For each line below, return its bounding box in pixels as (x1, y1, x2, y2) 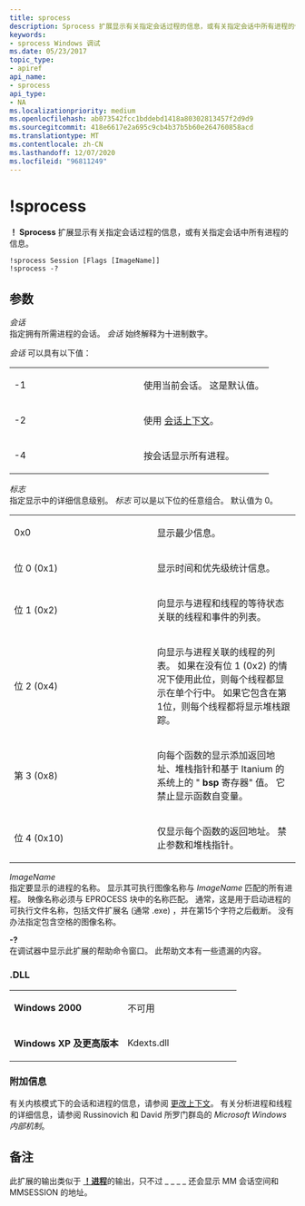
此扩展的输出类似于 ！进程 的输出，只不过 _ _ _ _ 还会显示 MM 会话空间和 (9, 1175, 280, 1186)
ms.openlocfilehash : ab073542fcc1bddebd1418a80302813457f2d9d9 (9, 114, 254, 123)
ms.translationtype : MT (9, 132, 100, 141)
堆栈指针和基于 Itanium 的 (175, 763, 285, 776)
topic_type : (9, 55, 54, 64)
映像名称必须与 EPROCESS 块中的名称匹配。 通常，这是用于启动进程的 (26, 894, 291, 905)
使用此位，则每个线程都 (175, 673, 276, 686)
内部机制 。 (9, 1120, 50, 1131)
